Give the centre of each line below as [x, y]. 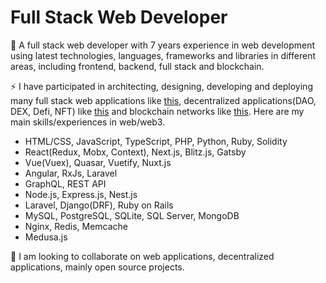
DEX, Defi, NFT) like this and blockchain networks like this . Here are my [157, 111]
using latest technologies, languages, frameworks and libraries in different [163, 55]
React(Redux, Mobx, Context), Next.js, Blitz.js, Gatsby [135, 152]
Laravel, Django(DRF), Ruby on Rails [99, 205]
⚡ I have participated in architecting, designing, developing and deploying [161, 86]
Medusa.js [46, 237]
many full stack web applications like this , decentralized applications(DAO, [163, 100]
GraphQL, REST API [65, 183]
